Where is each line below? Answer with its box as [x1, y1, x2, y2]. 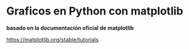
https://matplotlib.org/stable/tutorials [6, 36, 99, 43]
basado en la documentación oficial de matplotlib [6, 24, 134, 31]
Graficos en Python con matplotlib [6, 4, 184, 18]
